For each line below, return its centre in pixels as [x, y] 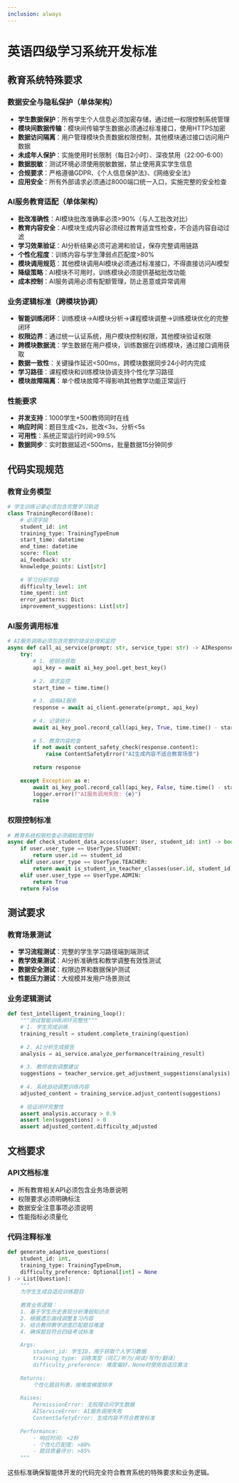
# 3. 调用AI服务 [55, 701]
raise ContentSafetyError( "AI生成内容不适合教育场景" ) [122, 754]
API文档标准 [28, 1173]
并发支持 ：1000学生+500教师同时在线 [73, 418]
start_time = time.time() [71, 688]
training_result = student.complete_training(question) [105, 1034]
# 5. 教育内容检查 [57, 741]
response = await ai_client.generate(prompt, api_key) [116, 708]
